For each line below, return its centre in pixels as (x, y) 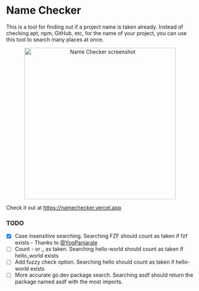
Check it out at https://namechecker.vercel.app (64, 207)
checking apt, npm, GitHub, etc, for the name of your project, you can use (97, 33)
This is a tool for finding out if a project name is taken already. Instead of (95, 27)
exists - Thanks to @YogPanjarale (56, 243)
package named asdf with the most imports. (69, 282)
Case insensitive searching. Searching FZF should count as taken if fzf (101, 236)
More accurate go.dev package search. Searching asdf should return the (104, 275)
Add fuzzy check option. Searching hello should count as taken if (94, 262)
